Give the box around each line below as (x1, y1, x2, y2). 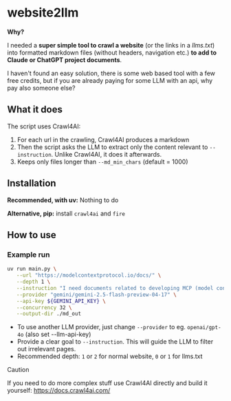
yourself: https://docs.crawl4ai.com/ (7, 387, 111, 395)
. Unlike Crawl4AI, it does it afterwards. (51, 150, 162, 158)
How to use (7, 229, 56, 241)
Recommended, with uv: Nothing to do (7, 195, 119, 204)
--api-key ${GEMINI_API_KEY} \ (16, 297, 107, 304)
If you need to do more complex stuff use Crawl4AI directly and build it (7, 379, 208, 387)
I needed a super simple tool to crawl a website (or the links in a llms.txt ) (7, 41, 215, 49)
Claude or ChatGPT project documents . (7, 55, 122, 63)
